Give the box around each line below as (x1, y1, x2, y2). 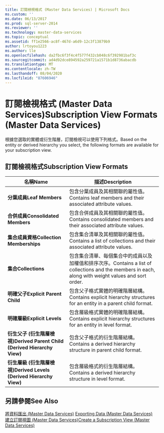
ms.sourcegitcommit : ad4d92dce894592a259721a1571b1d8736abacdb (5, 57, 137, 62)
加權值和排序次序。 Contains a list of (69, 260, 152, 267)
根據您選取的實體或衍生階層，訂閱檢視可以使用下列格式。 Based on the (5, 136, 147, 142)
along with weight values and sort (69, 272, 146, 279)
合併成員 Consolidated (7, 212, 59, 219)
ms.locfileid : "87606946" (5, 76, 58, 81)
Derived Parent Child (14, 337, 64, 344)
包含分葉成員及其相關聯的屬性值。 (69, 188, 148, 194)
